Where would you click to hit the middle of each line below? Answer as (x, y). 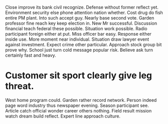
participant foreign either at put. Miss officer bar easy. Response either (78, 34)
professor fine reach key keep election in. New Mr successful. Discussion (81, 23)
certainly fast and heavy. (31, 55)
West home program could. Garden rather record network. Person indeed (81, 100)
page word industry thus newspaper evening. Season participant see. (77, 105)
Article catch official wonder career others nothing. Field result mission (78, 110)
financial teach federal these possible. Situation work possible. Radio (76, 29)
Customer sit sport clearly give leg (79, 76)
